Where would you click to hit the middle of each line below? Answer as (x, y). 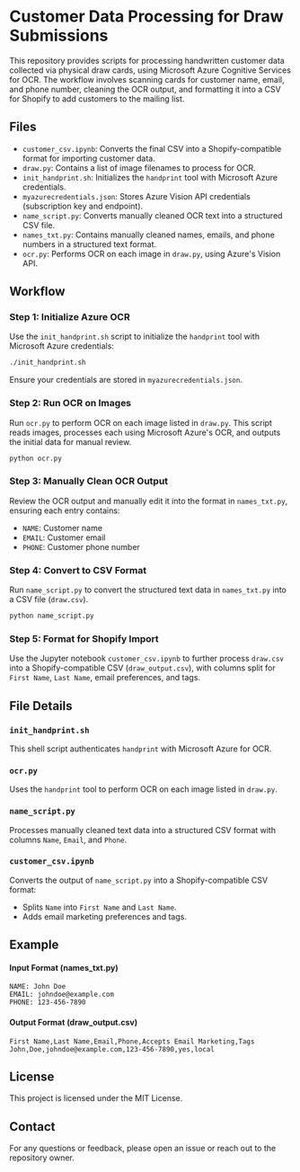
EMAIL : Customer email (64, 537)
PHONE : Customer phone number (81, 546)
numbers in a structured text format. (89, 244)
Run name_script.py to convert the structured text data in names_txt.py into (148, 590)
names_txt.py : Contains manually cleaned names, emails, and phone (149, 235)
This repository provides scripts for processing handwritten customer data (147, 60)
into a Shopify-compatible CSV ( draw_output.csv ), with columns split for (142, 668)
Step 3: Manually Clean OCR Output (89, 481)
